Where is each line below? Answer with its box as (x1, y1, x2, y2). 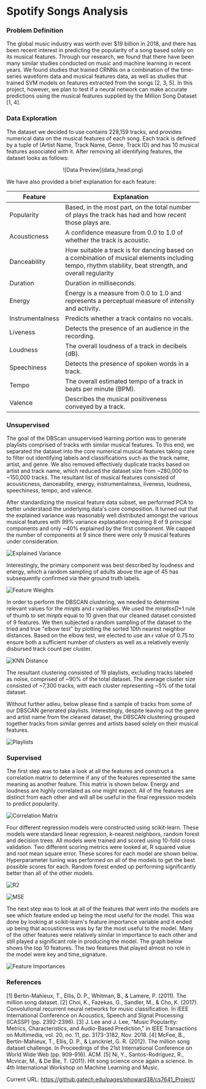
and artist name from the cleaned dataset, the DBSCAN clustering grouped (6, 714, 195, 721)
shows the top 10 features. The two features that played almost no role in (6, 944, 191, 952)
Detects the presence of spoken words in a (65, 359, 189, 367)
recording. (65, 331, 95, 340)
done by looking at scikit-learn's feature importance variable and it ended (6, 918, 192, 926)
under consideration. (6, 538, 59, 545)
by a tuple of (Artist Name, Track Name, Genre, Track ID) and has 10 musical (6, 141, 199, 148)
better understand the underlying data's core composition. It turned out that (6, 505, 198, 513)
